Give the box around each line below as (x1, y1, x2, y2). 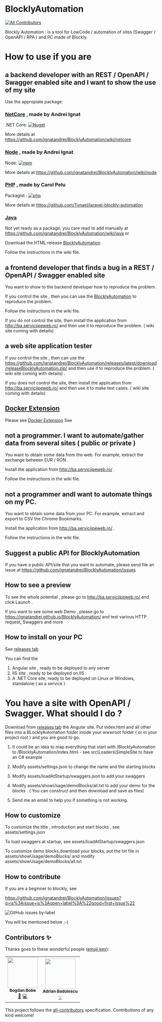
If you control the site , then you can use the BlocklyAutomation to (5, 293, 137, 299)
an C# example (12, 754, 43, 760)
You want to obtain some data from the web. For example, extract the (5, 452, 144, 458)
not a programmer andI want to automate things (5, 490, 153, 498)
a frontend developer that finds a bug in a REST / (5, 263, 154, 271)
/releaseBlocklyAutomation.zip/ (5, 365, 67, 371)
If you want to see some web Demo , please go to (5, 608, 104, 615)
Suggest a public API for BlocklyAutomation (5, 549, 140, 557)
